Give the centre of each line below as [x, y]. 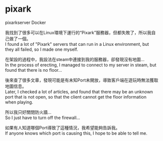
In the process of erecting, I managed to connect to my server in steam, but [81, 65]
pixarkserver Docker [26, 22]
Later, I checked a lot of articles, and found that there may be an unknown [79, 92]
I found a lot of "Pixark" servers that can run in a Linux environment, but [77, 44]
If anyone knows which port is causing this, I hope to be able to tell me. [76, 133]
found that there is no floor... [34, 70]
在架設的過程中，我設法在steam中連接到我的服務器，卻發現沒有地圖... [75, 59]
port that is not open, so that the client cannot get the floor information [76, 97]
